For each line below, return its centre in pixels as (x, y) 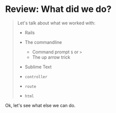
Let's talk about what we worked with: (56, 23)
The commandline (43, 42)
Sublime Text (38, 67)
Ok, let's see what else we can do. (40, 105)
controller (36, 77)
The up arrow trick (51, 57)
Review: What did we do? (58, 9)
